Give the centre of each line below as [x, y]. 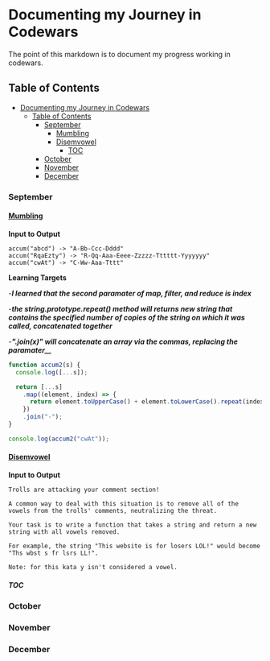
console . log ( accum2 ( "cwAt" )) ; [59, 439]
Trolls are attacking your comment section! [84, 490]
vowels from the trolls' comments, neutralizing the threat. [113, 510]
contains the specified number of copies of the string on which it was [127, 317]
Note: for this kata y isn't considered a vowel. [93, 567]
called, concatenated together [60, 326]
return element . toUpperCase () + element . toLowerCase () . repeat [136, 402]
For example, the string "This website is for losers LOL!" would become [135, 546]
